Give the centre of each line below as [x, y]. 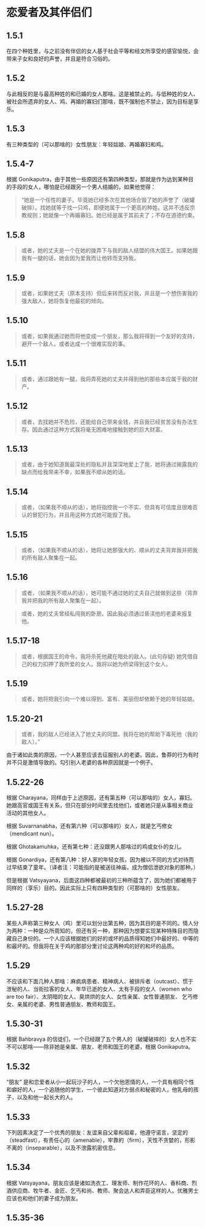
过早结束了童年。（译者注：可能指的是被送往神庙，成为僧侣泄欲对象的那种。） [103, 867]
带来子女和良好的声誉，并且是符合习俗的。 [60, 58]
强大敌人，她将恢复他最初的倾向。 [64, 301]
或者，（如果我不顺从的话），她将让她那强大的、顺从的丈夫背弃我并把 [107, 550]
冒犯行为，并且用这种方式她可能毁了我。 [83, 515]
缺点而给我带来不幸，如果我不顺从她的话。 [75, 472]
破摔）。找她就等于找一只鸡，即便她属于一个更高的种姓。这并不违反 [106, 208]
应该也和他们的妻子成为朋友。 [44, 1198]
